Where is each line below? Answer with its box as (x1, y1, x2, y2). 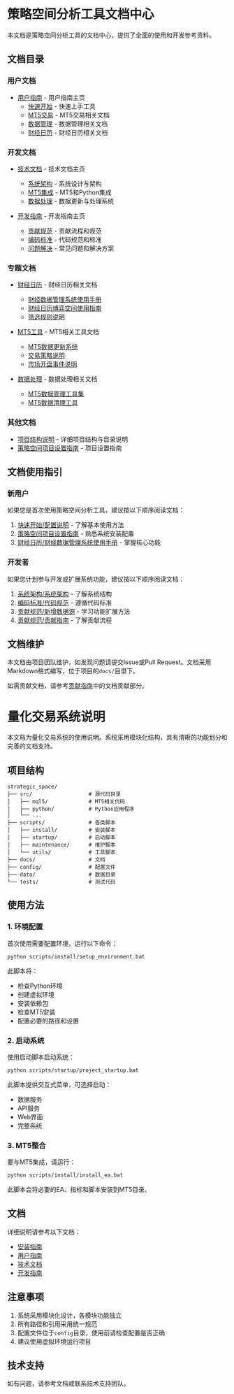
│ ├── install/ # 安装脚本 (7, 826, 117, 834)
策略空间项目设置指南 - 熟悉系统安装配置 (17, 529, 135, 538)
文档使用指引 (7, 466, 63, 477)
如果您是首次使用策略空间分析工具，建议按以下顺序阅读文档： (7, 506, 185, 515)
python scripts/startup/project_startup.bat (7, 1067, 139, 1074)
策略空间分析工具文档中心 (7, 6, 155, 22)
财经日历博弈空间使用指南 (27, 304, 102, 312)
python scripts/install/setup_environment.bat (7, 953, 145, 960)
